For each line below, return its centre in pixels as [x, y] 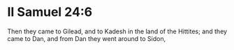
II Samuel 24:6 [50, 12]
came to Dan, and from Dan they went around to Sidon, [87, 38]
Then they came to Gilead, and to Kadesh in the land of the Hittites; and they [117, 31]
